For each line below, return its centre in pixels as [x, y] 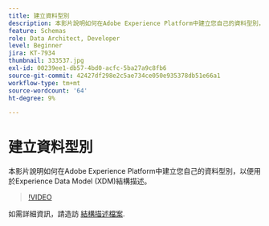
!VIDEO [40, 197]
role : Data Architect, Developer [64, 38]
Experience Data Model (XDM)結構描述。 [83, 181]
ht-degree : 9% [32, 98]
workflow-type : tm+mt [45, 83]
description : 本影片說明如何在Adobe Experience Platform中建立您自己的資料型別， [137, 23]
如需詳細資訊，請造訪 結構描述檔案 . [67, 214]
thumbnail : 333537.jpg [46, 61]
